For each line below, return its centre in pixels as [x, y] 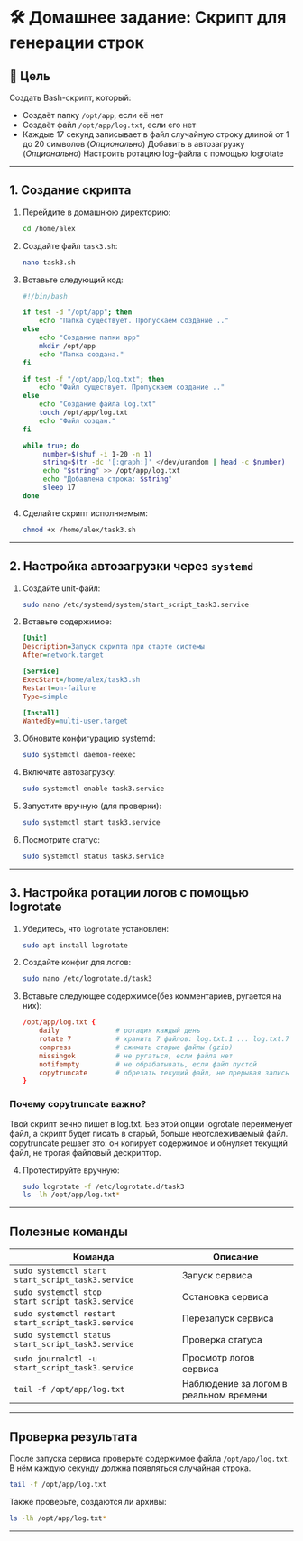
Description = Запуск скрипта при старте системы [113, 647]
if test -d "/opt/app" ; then [77, 312]
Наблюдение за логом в [234, 1384]
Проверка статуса [222, 1340]
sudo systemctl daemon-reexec [79, 755]
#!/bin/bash [45, 296]
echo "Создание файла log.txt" [98, 404]
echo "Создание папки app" [90, 338]
